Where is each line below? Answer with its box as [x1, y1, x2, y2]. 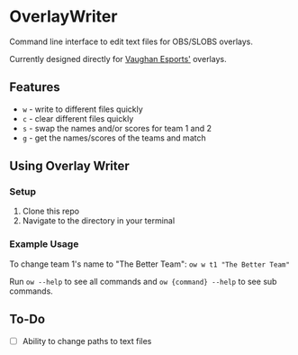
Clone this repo [22, 205, 79, 217]
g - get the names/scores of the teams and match [22, 132, 206, 143]
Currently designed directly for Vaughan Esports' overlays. [9, 53, 227, 64]
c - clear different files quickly [22, 113, 134, 123]
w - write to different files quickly [22, 104, 144, 114]
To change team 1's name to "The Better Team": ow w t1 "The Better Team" [9, 259, 291, 269]
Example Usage [9, 238, 79, 250]
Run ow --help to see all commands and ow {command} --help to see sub [9, 276, 277, 287]
